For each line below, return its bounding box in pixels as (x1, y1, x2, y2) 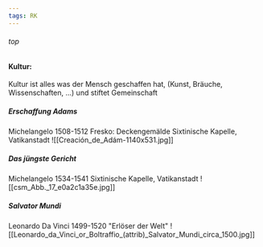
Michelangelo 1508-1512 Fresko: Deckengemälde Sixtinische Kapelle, (8, 126, 237, 137)
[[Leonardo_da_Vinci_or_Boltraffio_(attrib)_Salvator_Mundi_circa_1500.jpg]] (8, 230, 256, 240)
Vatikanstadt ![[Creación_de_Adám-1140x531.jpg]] (8, 135, 175, 145)
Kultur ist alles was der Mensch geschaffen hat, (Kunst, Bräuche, (8, 80, 223, 89)
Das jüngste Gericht (8, 154, 76, 163)
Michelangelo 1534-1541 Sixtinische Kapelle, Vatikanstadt (8, 174, 199, 183)
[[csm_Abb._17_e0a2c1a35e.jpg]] (8, 183, 116, 192)
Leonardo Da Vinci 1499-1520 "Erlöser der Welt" (8, 221, 169, 231)
